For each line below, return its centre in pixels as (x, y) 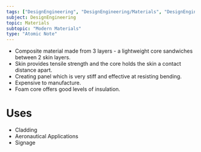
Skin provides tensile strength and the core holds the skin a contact (98, 64)
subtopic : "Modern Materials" (44, 28)
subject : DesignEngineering (41, 17)
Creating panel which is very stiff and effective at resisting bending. (98, 77)
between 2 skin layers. (42, 57)
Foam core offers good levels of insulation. (68, 89)
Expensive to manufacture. (48, 83)
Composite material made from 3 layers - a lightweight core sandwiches (104, 51)
